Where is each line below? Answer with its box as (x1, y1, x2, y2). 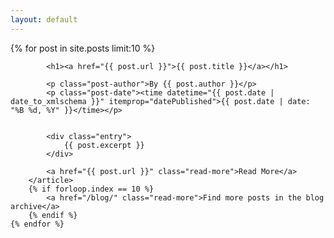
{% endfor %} (10, 219, 65, 229)
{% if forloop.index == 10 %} (28, 184, 155, 194)
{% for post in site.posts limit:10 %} (10, 42, 156, 54)
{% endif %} (28, 210, 78, 220)
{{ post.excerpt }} (63, 140, 145, 150)
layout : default (10, 14, 78, 25)
